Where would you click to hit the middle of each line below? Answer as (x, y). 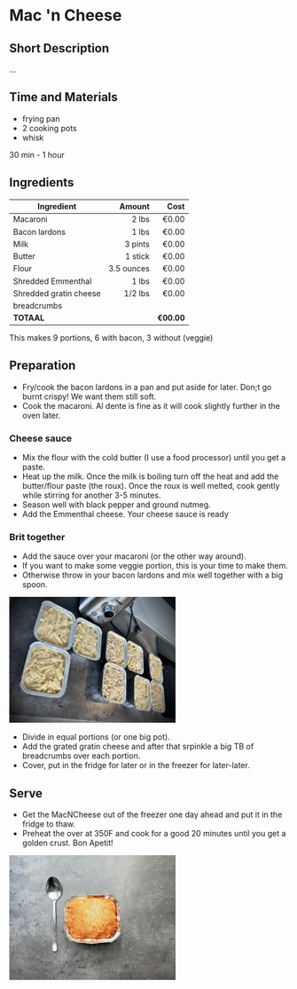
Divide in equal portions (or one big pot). (96, 737)
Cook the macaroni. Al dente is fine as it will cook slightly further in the (151, 405)
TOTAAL (29, 318)
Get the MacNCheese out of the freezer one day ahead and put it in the (152, 814)
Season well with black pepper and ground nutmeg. (116, 504)
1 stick (138, 256)
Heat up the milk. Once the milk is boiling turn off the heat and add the (150, 476)
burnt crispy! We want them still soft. (89, 396)
